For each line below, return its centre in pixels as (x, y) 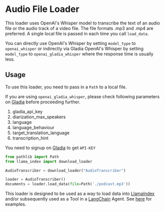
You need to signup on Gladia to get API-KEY (50, 148)
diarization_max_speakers (39, 117)
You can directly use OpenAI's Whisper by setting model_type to (71, 43)
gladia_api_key (27, 111)
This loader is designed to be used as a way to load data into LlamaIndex (80, 194)
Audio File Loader (42, 9)
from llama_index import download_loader (49, 161)
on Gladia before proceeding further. (43, 102)
